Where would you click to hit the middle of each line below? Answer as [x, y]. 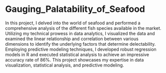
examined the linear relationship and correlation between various [72, 39]
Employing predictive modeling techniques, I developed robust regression [81, 49]
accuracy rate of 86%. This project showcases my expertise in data [75, 60]
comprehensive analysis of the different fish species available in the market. [83, 28]
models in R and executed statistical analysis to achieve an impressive [77, 54]
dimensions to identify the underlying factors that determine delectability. [81, 44]
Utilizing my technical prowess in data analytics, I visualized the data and [80, 33]
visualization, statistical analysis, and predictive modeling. [65, 65]
